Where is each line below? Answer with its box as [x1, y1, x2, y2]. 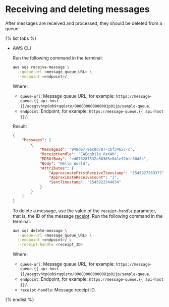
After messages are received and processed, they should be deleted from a [5, 20, 162, 26]
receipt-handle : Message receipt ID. [20, 287, 96, 293]
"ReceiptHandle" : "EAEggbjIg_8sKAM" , [39, 152, 120, 157]
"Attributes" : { [39, 165, 74, 171]
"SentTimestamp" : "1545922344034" [48, 180, 122, 185]
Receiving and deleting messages [5, 4, 150, 15]
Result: [12, 123, 27, 129]
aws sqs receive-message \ [12, 65, 70, 70]
